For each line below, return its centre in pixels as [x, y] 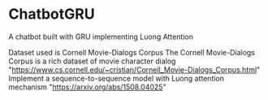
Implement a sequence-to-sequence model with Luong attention [117, 78]
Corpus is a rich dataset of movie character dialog [92, 61]
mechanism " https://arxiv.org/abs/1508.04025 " [87, 87]
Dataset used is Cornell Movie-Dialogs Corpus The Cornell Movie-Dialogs [132, 52]
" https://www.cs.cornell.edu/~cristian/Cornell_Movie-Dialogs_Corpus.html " [134, 69]
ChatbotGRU [52, 14]
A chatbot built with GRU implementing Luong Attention [101, 37]
